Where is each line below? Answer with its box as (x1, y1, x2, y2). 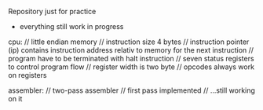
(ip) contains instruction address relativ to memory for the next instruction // (8, 46, 254, 54)
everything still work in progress (19, 22, 124, 31)
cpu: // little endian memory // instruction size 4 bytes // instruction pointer (8, 37, 250, 46)
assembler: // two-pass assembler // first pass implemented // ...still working (8, 86, 255, 95)
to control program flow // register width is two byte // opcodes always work (8, 62, 255, 71)
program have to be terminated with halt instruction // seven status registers (8, 54, 254, 63)
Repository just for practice (8, 7, 97, 16)
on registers (8, 71, 47, 79)
